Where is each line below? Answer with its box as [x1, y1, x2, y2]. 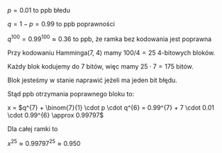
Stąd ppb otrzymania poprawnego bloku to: [7, 89, 135, 98]
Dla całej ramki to [7, 124, 58, 133]
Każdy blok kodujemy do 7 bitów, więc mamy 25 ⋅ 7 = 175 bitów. [7, 62, 194, 70]
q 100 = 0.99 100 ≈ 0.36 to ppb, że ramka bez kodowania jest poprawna [7, 33, 212, 43]
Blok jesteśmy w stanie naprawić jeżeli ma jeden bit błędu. [7, 76, 177, 84]
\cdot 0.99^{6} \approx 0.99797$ [7, 110, 104, 119]
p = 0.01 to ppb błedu [7, 6, 71, 14]
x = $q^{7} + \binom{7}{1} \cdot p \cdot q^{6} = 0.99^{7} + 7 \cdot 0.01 [7, 103, 215, 112]
